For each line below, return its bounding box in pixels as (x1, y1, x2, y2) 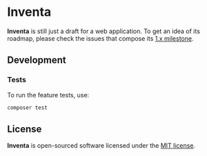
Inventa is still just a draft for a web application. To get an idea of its (7, 27, 200, 35)
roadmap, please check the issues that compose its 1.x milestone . (7, 34, 194, 42)
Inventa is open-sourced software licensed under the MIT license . (7, 142, 195, 150)
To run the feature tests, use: (7, 90, 90, 99)
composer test (7, 104, 48, 111)
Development (7, 55, 67, 66)
